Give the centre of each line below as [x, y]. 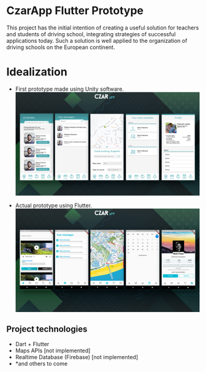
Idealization [37, 72]
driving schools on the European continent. [61, 47]
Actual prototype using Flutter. [54, 205]
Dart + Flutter [32, 344]
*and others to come [41, 363]
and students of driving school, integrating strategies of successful [91, 34]
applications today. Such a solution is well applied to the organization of [97, 40]
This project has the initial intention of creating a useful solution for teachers [103, 28]
